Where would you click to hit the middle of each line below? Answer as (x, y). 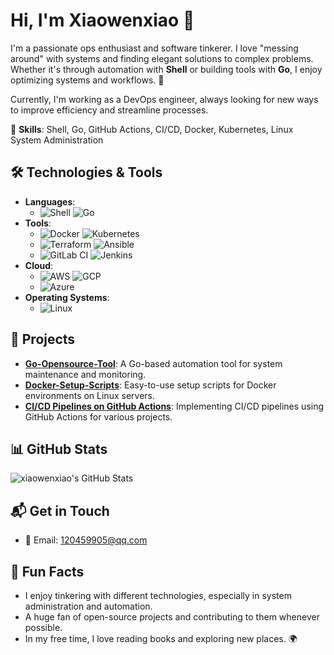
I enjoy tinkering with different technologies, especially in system (158, 595)
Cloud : (39, 265)
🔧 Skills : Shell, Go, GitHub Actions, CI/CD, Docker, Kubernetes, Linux (152, 129)
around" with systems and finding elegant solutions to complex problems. (162, 58)
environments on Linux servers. (89, 395)
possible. (43, 627)
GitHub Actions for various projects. (98, 416)
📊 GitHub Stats (59, 449)
